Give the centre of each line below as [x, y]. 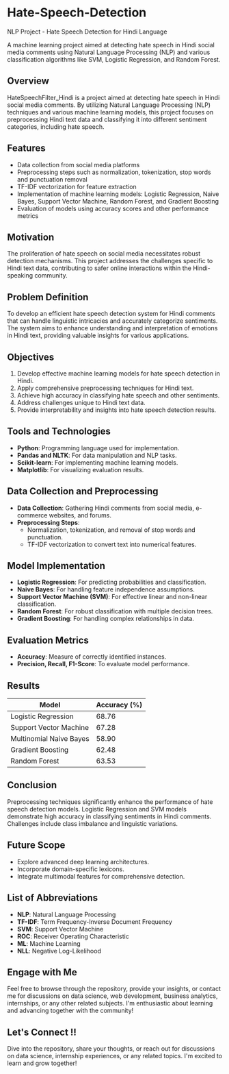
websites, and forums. [80, 515]
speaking [20, 276]
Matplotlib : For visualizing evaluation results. [80, 469]
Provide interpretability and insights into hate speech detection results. [117, 410]
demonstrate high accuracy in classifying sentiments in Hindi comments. [109, 816]
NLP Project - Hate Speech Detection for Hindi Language [87, 32]
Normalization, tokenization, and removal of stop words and [111, 530]
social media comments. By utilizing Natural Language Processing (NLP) [109, 105]
